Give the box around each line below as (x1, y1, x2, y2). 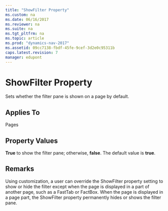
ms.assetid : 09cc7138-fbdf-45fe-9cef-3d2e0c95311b (5, 45, 115, 50)
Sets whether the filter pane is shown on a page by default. (5, 94, 129, 100)
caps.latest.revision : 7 (5, 50, 58, 55)
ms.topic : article (5, 36, 44, 41)
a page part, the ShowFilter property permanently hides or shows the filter (5, 194, 161, 200)
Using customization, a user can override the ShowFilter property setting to (5, 178, 163, 184)
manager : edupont (5, 54, 42, 60)
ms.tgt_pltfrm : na (5, 31, 44, 36)
